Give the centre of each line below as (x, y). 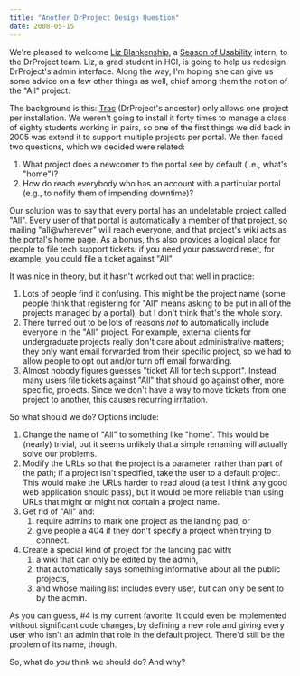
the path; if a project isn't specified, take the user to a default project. (151, 472)
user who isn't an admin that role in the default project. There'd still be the (147, 634)
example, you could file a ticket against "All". (92, 258)
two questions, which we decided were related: (97, 147)
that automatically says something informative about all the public (158, 569)
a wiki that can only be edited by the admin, (117, 559)
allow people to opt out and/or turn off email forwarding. (127, 361)
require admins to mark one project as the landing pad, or (143, 520)
